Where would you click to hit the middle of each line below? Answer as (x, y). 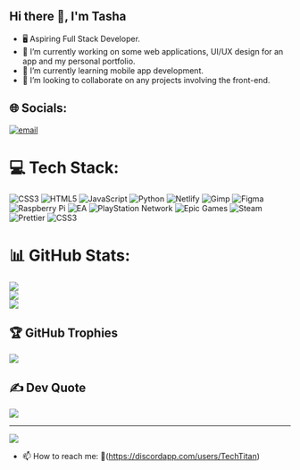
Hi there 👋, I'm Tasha (68, 17)
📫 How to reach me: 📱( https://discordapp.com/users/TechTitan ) (141, 457)
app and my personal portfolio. (79, 61)
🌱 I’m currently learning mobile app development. (112, 70)
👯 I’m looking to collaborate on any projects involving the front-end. (146, 80)
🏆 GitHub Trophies (64, 333)
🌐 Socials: (38, 108)
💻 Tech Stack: (64, 167)
